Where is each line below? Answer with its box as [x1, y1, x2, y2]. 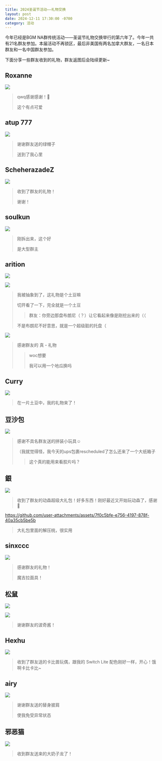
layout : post [5, 12, 32, 16]
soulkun [5, 213, 30, 221]
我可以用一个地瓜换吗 [29, 363, 72, 369]
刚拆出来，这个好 [16, 236, 51, 242]
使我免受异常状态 [16, 712, 51, 718]
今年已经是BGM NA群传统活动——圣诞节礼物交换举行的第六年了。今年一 [5, 34, 150, 40]
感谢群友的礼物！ [16, 564, 51, 570]
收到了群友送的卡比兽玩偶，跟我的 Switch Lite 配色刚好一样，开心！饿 [16, 659, 157, 665]
